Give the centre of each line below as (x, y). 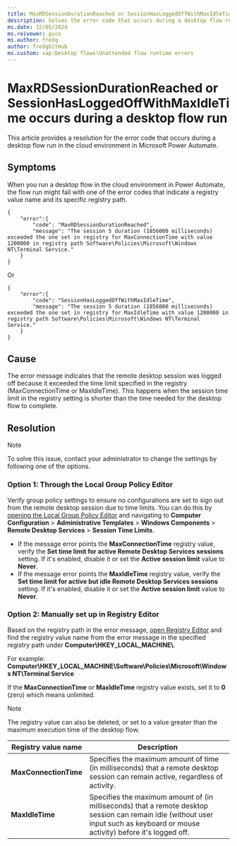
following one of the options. (49, 466)
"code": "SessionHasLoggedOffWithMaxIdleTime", (104, 300)
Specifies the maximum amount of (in (151, 797)
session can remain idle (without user (151, 814)
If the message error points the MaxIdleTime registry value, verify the (119, 573)
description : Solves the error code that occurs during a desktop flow (115, 20)
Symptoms (32, 168)
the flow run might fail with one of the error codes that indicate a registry (113, 192)
